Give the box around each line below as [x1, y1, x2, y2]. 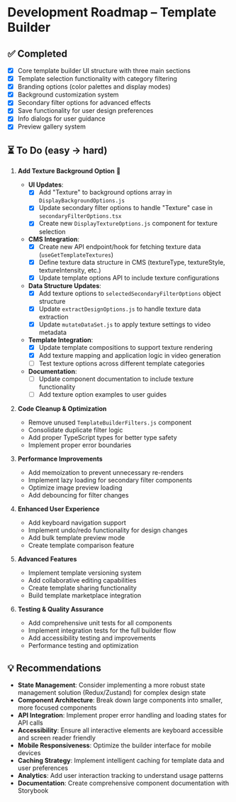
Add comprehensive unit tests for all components [28, 619, 172, 627]
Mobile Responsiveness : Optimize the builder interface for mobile [17, 741, 211, 749]
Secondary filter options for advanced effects [17, 99, 151, 107]
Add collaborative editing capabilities [28, 576, 137, 585]
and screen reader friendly [17, 734, 96, 742]
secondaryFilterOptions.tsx [38, 213, 122, 220]
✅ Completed [7, 48, 67, 60]
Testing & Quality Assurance [17, 605, 104, 614]
